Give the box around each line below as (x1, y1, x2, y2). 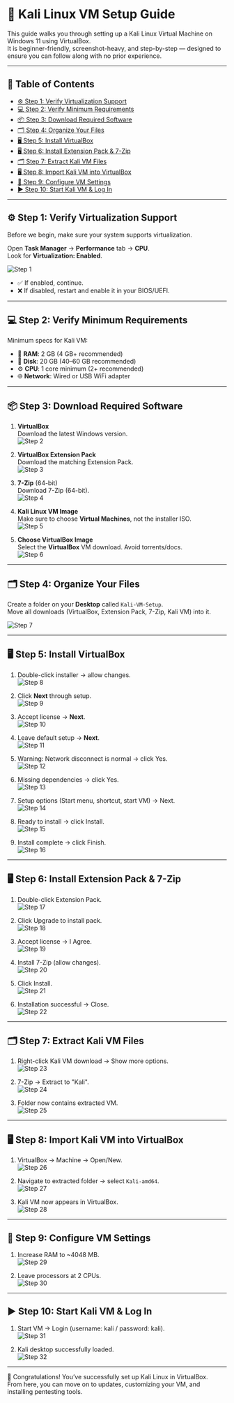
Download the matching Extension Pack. (17, 458, 134, 466)
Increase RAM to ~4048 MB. (17, 1251, 100, 1259)
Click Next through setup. (17, 691, 92, 700)
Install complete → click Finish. (17, 838, 107, 847)
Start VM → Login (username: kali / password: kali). (17, 1324, 165, 1333)
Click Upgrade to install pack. (17, 916, 102, 924)
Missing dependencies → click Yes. (17, 775, 120, 784)
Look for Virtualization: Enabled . (7, 251, 103, 260)
